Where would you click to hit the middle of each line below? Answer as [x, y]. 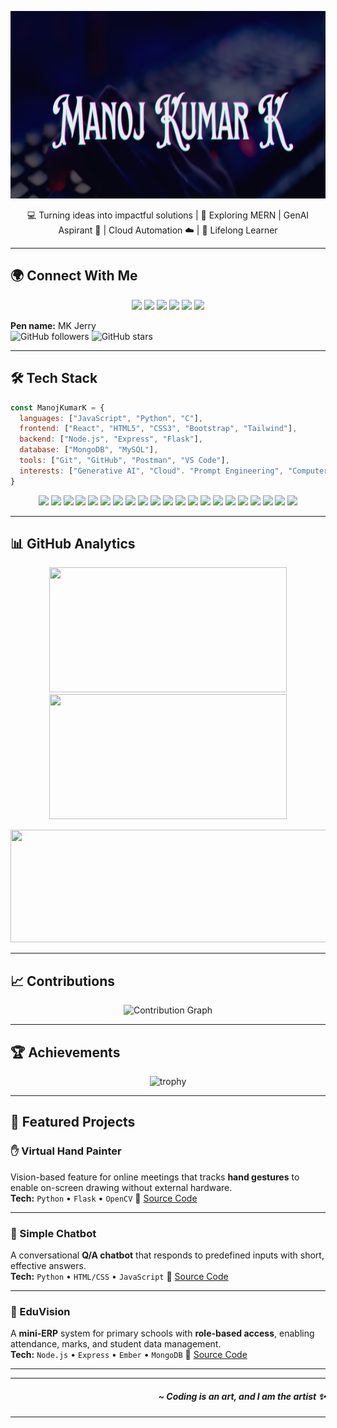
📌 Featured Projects [73, 1122]
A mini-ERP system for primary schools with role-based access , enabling [162, 1333]
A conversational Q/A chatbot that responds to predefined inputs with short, [167, 1255]
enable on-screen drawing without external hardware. [121, 1187]
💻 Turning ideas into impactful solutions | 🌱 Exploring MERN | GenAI [168, 215]
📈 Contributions [62, 981]
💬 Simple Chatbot [53, 1233]
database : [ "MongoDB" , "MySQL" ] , [89, 450]
